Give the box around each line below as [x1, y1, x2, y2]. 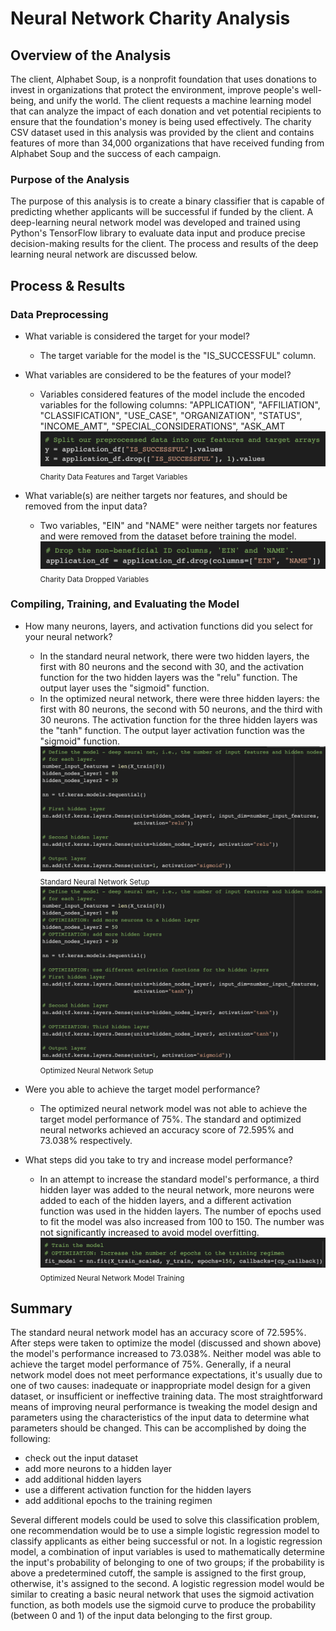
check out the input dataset [24, 1452, 139, 1464]
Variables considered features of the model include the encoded [39, 388, 306, 400]
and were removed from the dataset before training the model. [39, 530, 297, 542]
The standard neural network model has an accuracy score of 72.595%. [10, 1327, 307, 1339]
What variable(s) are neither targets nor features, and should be [24, 489, 288, 501]
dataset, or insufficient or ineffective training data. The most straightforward [10, 1390, 323, 1402]
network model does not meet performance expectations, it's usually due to [10, 1369, 323, 1381]
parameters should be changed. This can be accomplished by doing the [10, 1422, 307, 1434]
